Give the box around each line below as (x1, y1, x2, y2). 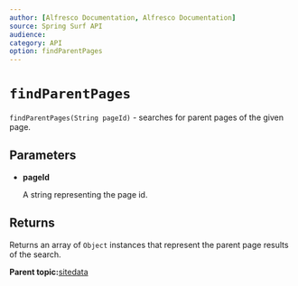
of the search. (9, 249, 61, 260)
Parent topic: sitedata (9, 266, 88, 277)
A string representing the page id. (22, 189, 148, 199)
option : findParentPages (9, 47, 103, 56)
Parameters (9, 148, 77, 163)
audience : (9, 30, 47, 39)
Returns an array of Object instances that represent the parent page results (9, 239, 289, 250)
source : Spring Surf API (9, 22, 103, 31)
